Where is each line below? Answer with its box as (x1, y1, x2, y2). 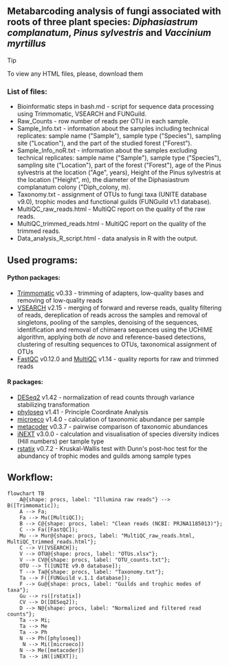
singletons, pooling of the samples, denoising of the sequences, (17, 318, 199, 326)
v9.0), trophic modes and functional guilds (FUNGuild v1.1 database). (17, 198, 212, 206)
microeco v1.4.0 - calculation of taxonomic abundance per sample (17, 415, 205, 423)
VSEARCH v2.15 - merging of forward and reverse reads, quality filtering (17, 303, 222, 312)
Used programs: (7, 254, 78, 266)
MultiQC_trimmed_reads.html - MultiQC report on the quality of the (17, 220, 206, 228)
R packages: (7, 378, 43, 386)
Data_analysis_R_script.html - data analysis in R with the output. (17, 234, 198, 243)
